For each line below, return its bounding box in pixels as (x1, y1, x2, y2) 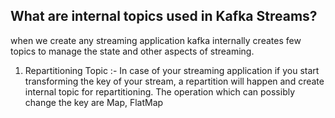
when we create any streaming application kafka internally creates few (10, 34, 302, 46)
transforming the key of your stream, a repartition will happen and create (24, 75, 325, 87)
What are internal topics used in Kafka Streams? (10, 8, 318, 25)
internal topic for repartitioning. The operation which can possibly (24, 85, 296, 98)
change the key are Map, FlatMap (24, 96, 164, 108)
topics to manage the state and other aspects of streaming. (10, 45, 255, 57)
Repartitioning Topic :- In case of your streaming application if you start (24, 64, 320, 76)
